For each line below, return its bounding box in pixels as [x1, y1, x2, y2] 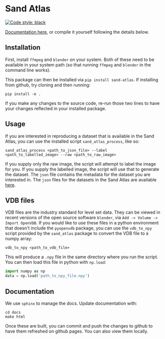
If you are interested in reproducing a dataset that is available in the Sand [5, 133, 155, 139]
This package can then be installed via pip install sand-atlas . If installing [5, 76, 159, 82]
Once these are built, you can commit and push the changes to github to [5, 323, 153, 329]
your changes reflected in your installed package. [5, 105, 107, 112]
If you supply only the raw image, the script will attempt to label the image [5, 161, 156, 167]
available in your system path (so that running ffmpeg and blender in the [5, 61, 151, 67]
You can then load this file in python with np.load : [5, 259, 107, 265]
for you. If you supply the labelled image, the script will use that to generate [5, 166, 160, 172]
